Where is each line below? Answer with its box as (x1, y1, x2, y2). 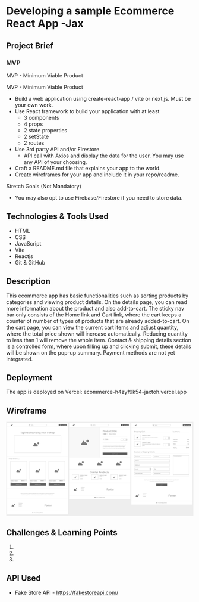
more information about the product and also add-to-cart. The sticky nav (6, 305, 185, 312)
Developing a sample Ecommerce (6, 4, 175, 18)
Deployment (6, 373, 53, 383)
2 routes (23, 139, 45, 147)
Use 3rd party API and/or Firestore (14, 145, 100, 153)
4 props (23, 120, 43, 128)
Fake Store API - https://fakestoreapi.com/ (14, 589, 119, 596)
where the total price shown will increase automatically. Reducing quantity (6, 330, 188, 337)
